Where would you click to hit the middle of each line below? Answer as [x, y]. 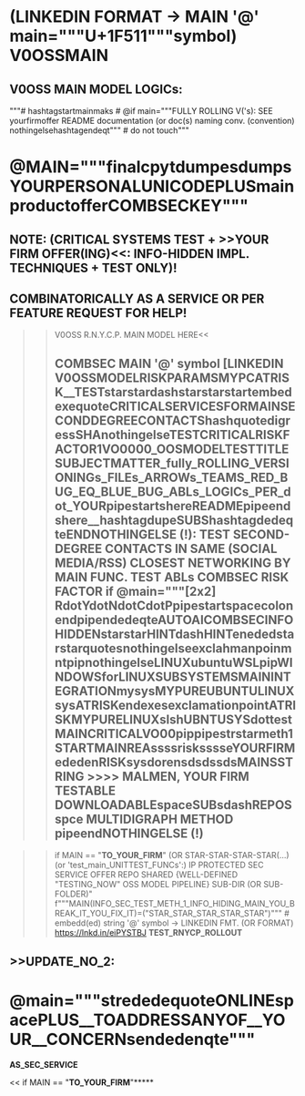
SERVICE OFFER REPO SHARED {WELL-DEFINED [146, 875]
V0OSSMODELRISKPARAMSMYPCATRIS [172, 378]
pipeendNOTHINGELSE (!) [129, 833]
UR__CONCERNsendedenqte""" [132, 1039]
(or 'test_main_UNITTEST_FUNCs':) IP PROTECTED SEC [159, 865]
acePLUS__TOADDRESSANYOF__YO [147, 1020]
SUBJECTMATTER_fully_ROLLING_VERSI [172, 463]
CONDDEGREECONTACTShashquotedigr [173, 420]
